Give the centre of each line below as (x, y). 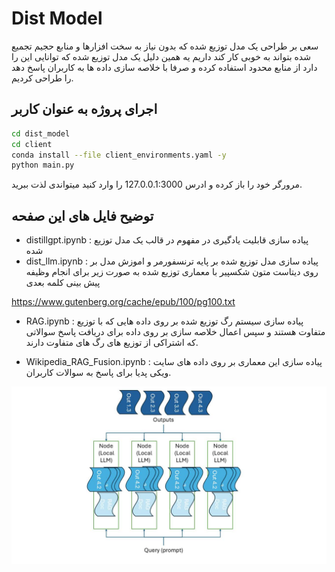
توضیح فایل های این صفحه (82, 215)
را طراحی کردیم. (42, 78)
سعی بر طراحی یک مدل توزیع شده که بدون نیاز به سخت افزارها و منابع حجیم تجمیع (165, 46)
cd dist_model (41, 133)
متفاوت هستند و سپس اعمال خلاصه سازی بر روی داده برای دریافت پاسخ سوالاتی (175, 332)
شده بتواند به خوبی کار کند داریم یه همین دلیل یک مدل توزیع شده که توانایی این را (161, 56)
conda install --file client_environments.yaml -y (119, 155)
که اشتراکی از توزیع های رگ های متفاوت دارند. (112, 343)
